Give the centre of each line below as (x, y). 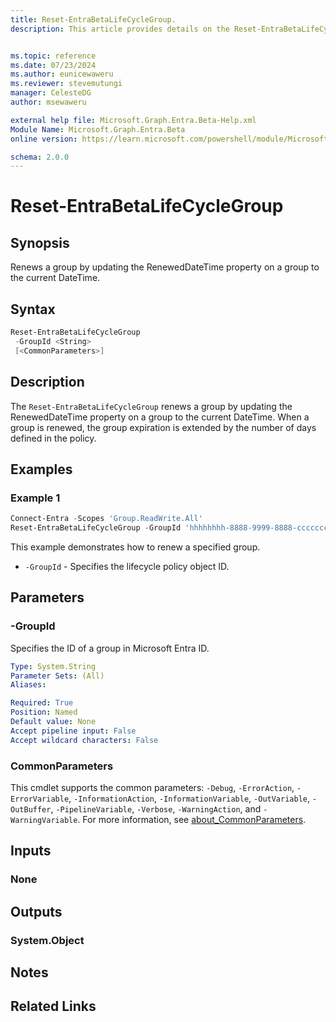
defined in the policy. (53, 438)
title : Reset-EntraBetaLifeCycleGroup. (93, 19)
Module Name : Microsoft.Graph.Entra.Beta (98, 129)
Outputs (36, 911)
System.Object (47, 940)
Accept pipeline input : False (73, 731)
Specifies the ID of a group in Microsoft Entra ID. (110, 648)
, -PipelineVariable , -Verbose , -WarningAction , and (156, 808)
